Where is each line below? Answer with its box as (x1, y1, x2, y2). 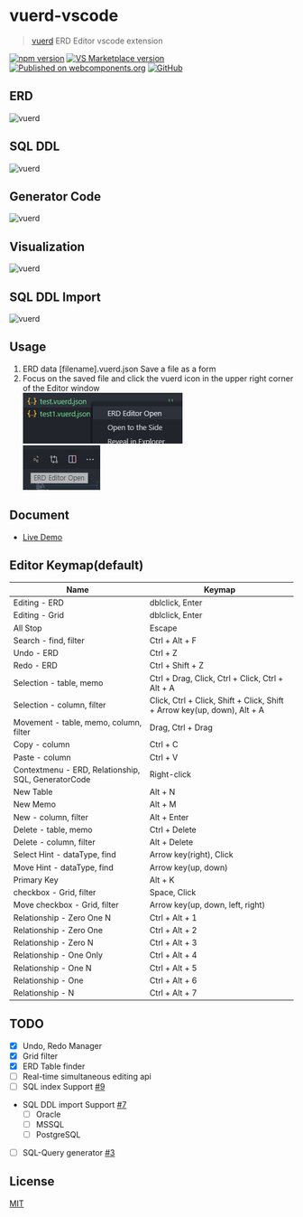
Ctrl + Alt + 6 (149, 975, 197, 986)
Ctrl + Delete (149, 824, 197, 835)
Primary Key (13, 874, 59, 885)
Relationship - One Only (13, 950, 104, 960)
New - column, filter (13, 811, 88, 822)
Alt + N (149, 787, 176, 798)
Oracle (35, 1109, 61, 1119)
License (9, 1174, 55, 1189)
